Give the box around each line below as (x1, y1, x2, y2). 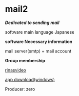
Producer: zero (5, 86, 35, 92)
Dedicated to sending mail (5, 20, 59, 25)
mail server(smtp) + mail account (5, 48, 72, 54)
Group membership (5, 57, 45, 63)
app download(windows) (5, 76, 55, 82)
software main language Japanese (5, 29, 75, 35)
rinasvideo (5, 67, 26, 73)
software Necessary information (5, 38, 73, 45)
